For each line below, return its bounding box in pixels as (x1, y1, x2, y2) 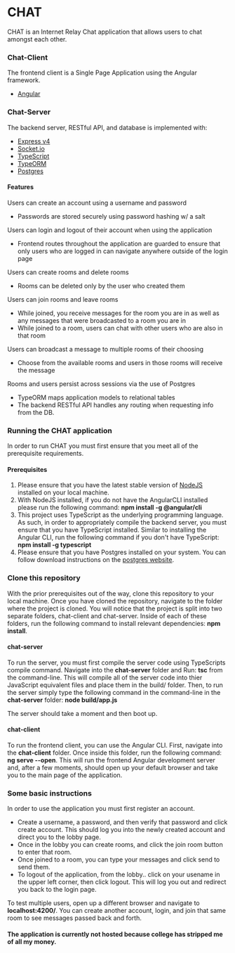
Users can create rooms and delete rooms (7, 268, 129, 276)
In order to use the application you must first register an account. (7, 805, 195, 813)
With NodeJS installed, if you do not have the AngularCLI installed (17, 496, 208, 504)
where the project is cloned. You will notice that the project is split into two (7, 604, 222, 613)
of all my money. (7, 937, 57, 946)
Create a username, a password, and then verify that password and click (17, 818, 228, 826)
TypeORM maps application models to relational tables (17, 393, 175, 402)
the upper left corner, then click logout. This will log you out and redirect (17, 878, 227, 886)
